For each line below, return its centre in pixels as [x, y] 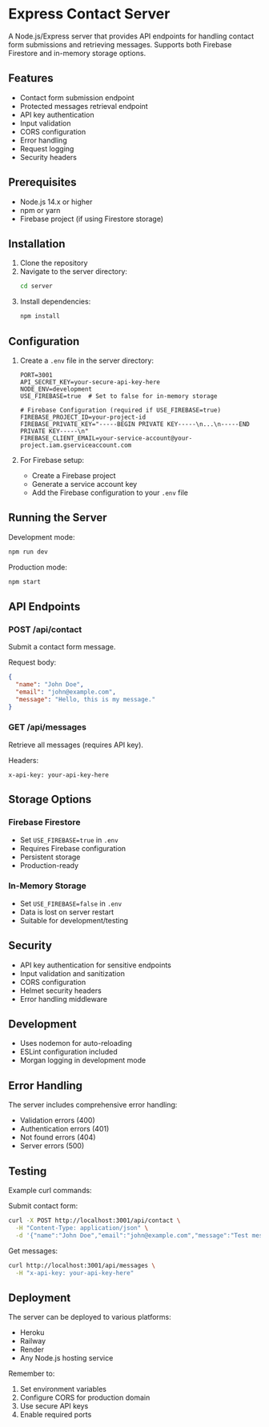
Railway [33, 1341]
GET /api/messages [47, 727]
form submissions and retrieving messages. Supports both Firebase [120, 44]
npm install [40, 316]
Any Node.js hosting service [66, 1358]
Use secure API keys [54, 1406]
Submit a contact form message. [62, 647]
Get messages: [33, 1251]
